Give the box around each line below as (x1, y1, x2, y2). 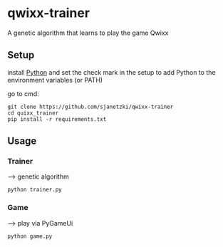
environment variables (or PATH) (7, 75, 103, 84)
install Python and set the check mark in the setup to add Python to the (7, 68, 216, 76)
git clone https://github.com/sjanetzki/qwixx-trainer (7, 103, 174, 110)
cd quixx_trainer (7, 109, 59, 117)
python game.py (7, 233, 53, 240)
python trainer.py (7, 186, 62, 194)
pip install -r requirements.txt (7, 115, 107, 122)
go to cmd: (7, 89, 39, 98)
